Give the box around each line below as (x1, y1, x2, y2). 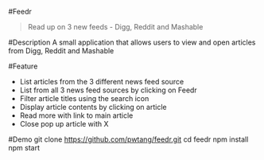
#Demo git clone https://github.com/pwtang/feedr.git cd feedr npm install (8, 135, 249, 144)
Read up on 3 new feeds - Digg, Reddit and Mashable (27, 22, 204, 31)
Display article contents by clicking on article (19, 103, 167, 111)
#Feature (8, 61, 38, 71)
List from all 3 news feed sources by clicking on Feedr (19, 85, 197, 95)
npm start (8, 143, 41, 152)
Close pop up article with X (19, 119, 109, 128)
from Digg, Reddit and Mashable (8, 46, 115, 55)
